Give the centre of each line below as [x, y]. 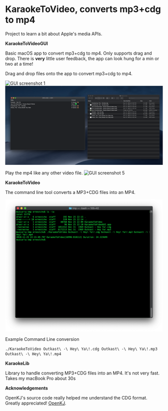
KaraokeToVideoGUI [27, 43]
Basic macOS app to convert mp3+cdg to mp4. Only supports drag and [79, 53]
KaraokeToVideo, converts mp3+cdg [83, 9]
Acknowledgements [27, 388]
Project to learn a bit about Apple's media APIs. [54, 34]
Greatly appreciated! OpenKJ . [36, 403]
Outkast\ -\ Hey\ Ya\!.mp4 [33, 354]
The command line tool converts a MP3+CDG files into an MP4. [70, 192]
